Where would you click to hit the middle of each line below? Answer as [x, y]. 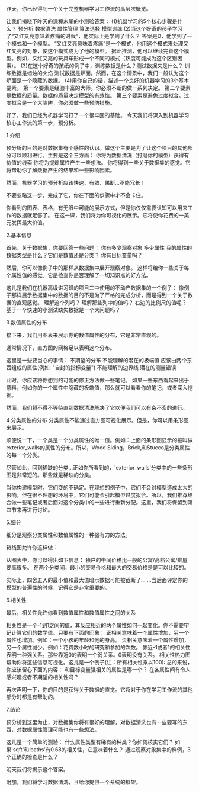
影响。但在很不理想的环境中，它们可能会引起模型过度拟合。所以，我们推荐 [97, 495]
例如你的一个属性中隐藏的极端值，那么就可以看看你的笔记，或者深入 [105, 388]
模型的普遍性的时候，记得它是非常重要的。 [58, 587]
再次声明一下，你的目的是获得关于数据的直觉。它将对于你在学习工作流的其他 [99, 689]
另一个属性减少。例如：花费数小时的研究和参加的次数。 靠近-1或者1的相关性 [98, 647]
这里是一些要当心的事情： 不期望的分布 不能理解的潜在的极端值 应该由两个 [97, 360]
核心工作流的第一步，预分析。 [42, 123]
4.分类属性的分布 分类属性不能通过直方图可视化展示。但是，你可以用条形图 [97, 420]
